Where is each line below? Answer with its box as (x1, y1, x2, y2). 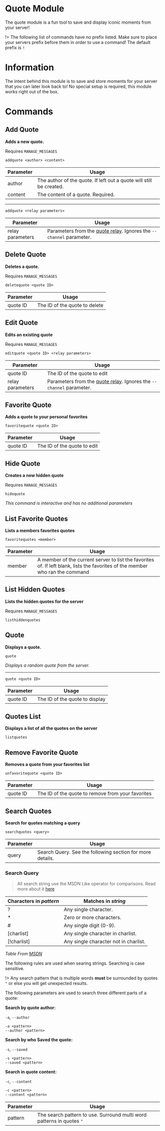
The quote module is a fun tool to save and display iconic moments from (5, 19, 151, 25)
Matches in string (83, 898, 126, 905)
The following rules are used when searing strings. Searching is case (5, 960, 145, 966)
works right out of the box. (5, 88, 59, 94)
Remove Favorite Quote (5, 748, 79, 756)
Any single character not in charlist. (63, 938, 146, 945)
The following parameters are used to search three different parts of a (5, 990, 147, 996)
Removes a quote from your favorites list (5, 761, 90, 767)
